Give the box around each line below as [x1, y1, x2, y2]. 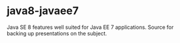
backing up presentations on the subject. [7, 29, 108, 37]
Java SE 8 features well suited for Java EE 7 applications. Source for [7, 24, 174, 31]
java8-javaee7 [7, 4, 79, 18]
